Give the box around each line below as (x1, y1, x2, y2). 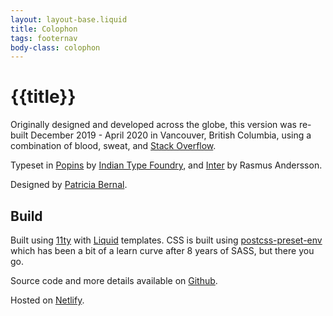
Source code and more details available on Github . (10, 275, 218, 286)
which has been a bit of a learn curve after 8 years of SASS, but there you (10, 245, 315, 256)
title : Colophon (10, 24, 78, 34)
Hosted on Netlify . (10, 294, 85, 306)
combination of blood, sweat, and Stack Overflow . (10, 140, 217, 152)
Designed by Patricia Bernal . (10, 179, 128, 191)
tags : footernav (10, 33, 78, 43)
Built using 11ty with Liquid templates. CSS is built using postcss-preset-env (10, 234, 323, 246)
